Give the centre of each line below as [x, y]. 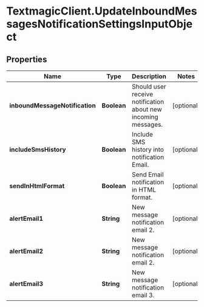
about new [147, 109]
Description [149, 76]
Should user [149, 86]
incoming [145, 117]
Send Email [148, 174]
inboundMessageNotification [53, 106]
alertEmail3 [26, 284]
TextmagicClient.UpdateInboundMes [102, 11]
